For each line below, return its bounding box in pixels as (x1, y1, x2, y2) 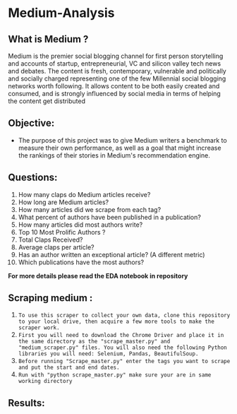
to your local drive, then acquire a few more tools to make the (18, 318, 214, 326)
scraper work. (18, 324, 60, 331)
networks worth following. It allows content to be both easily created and (8, 82, 220, 90)
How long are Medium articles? (18, 198, 109, 206)
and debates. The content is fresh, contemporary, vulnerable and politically (8, 67, 226, 75)
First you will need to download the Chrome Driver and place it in (18, 332, 224, 339)
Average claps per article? (18, 242, 95, 252)
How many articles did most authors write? (18, 220, 143, 229)
